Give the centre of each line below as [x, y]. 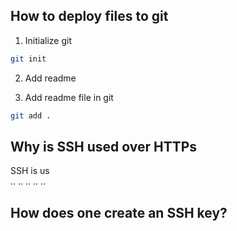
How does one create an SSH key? [119, 212]
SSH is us [30, 171]
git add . [31, 115]
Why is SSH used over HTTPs [104, 146]
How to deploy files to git [89, 16]
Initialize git [48, 40]
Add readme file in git [69, 97]
